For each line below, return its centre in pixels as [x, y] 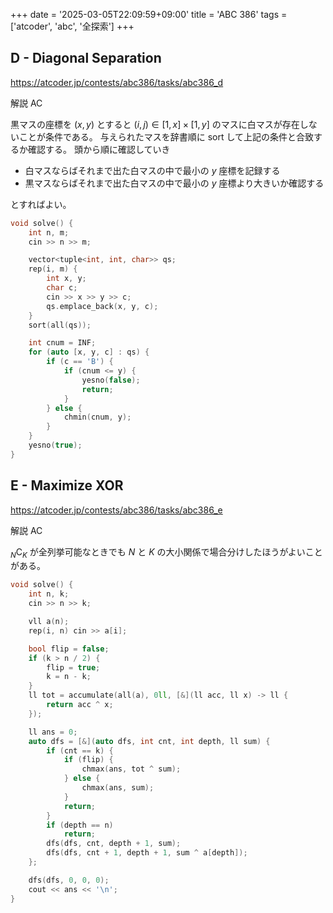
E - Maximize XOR [67, 485]
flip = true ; [73, 667]
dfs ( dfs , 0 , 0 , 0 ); [69, 880]
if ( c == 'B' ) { [80, 362]
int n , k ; [49, 594]
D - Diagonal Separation [86, 58]
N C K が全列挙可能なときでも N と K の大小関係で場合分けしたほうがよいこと [166, 552]
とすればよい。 [41, 204]
